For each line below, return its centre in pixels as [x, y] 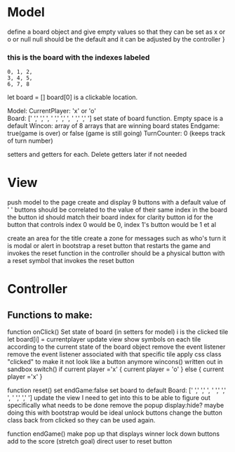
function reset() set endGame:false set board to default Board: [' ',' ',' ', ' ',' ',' [117, 390]
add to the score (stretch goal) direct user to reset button [90, 441]
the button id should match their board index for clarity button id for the [110, 217]
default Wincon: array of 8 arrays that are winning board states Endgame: [114, 126]
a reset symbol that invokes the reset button [71, 261]
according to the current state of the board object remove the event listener [116, 347]
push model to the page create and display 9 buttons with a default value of [117, 202]
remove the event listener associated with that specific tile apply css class [114, 354]
